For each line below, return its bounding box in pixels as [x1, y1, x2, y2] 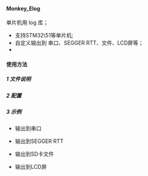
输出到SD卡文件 [14, 150, 54, 157]
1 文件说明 [6, 75, 31, 83]
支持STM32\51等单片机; [14, 32, 74, 39]
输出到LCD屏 [14, 163, 47, 170]
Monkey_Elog [6, 5, 41, 12]
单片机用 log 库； [6, 19, 49, 27]
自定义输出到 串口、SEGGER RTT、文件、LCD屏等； [14, 39, 144, 46]
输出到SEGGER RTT [14, 137, 64, 145]
